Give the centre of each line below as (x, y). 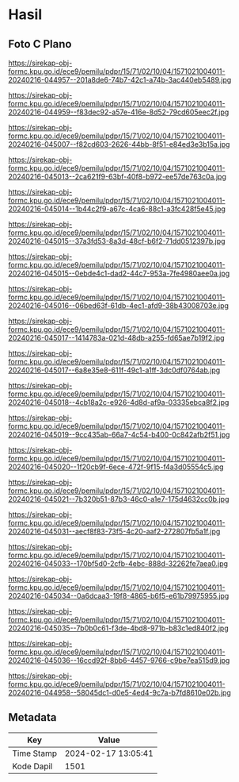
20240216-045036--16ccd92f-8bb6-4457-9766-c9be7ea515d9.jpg (119, 660)
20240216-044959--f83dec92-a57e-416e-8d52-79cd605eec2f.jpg (119, 112)
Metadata (32, 717)
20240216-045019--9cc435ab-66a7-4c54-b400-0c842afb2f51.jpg (119, 435)
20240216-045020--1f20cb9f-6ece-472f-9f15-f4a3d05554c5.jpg (116, 467)
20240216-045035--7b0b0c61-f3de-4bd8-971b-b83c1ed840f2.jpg (118, 628)
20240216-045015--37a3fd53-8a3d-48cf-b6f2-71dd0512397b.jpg (117, 241)
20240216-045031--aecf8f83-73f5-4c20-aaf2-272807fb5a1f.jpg (114, 531)
